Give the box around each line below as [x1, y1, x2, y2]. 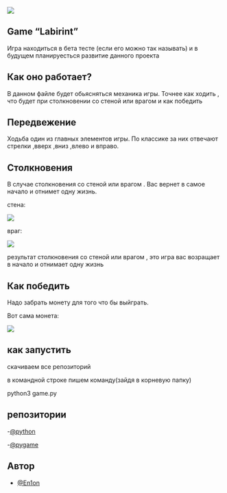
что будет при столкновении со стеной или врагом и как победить [7, 97, 203, 105]
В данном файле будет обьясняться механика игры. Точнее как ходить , [7, 89, 219, 97]
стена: [7, 201, 26, 209]
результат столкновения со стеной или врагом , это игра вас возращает [7, 253, 220, 261]
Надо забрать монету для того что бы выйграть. [7, 298, 149, 306]
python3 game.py [7, 389, 57, 397]
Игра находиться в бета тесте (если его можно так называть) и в [7, 44, 198, 52]
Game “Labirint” [7, 26, 79, 38]
